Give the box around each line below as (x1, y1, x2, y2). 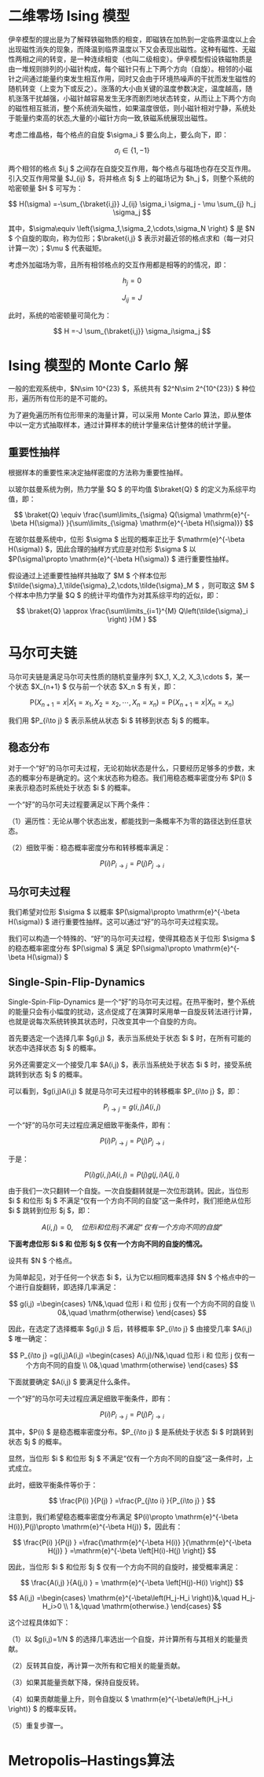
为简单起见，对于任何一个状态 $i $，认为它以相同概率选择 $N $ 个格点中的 (8, 1272, 249, 1281)
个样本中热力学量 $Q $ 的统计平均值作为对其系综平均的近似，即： (8, 591, 222, 600)
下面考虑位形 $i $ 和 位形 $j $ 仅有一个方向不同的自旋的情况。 (8, 1239, 207, 1248)
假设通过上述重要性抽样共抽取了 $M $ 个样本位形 (8, 571, 167, 581)
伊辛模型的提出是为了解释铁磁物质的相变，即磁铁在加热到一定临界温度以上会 (8, 35, 256, 44)
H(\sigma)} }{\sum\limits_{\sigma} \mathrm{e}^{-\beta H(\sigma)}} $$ (28, 518, 254, 528)
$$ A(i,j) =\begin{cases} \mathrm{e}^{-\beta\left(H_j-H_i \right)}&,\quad (8, 1593, 240, 1603)
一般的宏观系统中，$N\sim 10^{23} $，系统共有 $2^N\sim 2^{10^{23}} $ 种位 (8, 384, 256, 394)
